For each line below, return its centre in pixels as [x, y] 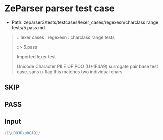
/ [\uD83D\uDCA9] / [23, 133]
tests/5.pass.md [28, 27]
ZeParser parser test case [60, 9]
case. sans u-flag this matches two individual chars [70, 71]
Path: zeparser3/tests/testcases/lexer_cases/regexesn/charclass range [85, 22]
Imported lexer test [36, 57]
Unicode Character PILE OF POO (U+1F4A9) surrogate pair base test [87, 66]
